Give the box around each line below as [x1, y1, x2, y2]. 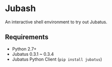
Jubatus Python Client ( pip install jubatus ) [12, 56, 102, 62]
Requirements [5, 33, 48, 41]
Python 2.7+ [12, 46, 37, 51]
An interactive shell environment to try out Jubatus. [5, 19, 108, 25]
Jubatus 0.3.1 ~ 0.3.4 [12, 51, 54, 57]
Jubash [5, 3, 36, 14]
